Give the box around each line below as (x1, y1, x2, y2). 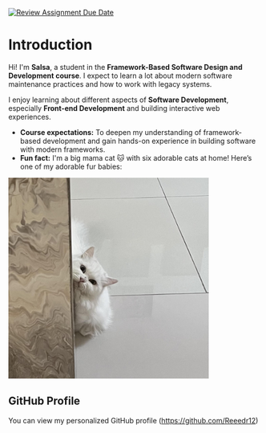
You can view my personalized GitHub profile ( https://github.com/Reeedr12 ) (8, 415, 259, 425)
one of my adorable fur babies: (19, 161, 123, 171)
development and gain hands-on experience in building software (42, 136, 256, 145)
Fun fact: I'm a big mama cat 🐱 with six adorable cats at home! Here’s (19, 153, 252, 162)
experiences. (8, 112, 52, 121)
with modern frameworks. (19, 145, 106, 154)
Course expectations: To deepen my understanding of (19, 127, 202, 137)
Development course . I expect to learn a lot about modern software (8, 71, 232, 80)
